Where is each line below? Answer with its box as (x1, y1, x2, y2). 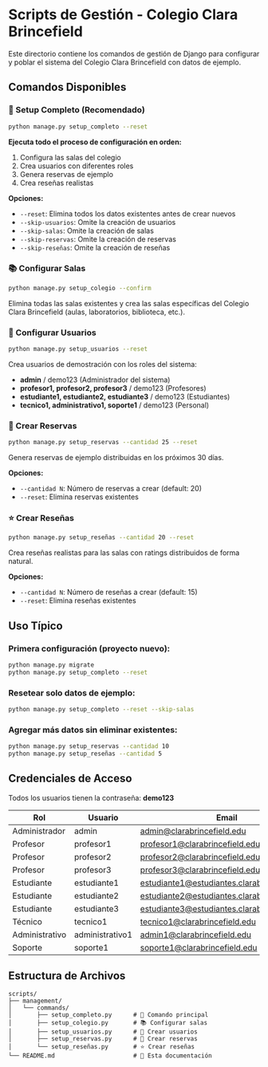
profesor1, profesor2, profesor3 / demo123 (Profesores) (19, 383, 207, 392)
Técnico (12, 915, 42, 927)
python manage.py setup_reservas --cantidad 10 (8, 742, 170, 750)
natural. (8, 557, 33, 566)
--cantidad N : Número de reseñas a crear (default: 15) (19, 588, 198, 597)
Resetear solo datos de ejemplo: (8, 687, 136, 699)
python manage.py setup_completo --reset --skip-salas (8, 705, 195, 713)
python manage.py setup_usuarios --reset (8, 345, 148, 352)
